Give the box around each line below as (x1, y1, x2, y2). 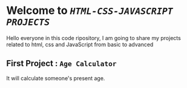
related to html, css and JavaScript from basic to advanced (6, 41, 154, 48)
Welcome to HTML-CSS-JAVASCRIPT (6, 4, 174, 18)
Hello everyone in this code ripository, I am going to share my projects (6, 34, 182, 41)
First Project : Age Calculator (6, 58, 117, 69)
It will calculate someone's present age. (6, 74, 105, 82)
